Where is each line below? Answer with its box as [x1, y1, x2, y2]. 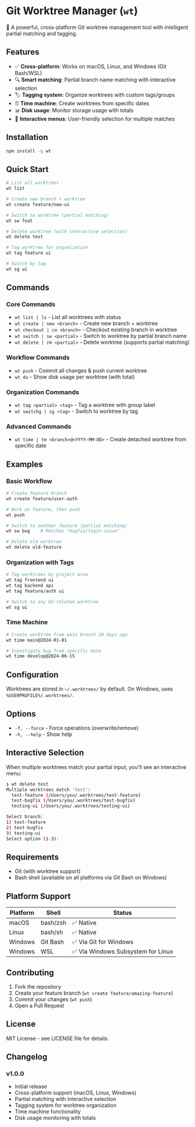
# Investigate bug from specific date [6, 648, 101, 654]
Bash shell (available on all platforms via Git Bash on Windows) [14, 874, 167, 881]
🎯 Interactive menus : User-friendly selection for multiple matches [14, 115, 175, 122]
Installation [6, 132, 48, 142]
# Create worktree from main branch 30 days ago [6, 631, 128, 637]
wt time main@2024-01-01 [6, 637, 67, 643]
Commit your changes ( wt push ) [14, 995, 92, 1002]
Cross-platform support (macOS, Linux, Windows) [14, 1089, 137, 1096]
